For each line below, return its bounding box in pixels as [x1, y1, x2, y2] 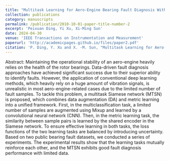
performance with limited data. [5, 150, 69, 156]
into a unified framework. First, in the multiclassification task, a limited [5, 101, 151, 108]
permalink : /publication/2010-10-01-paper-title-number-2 [5, 21, 130, 27]
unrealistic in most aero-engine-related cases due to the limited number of [5, 85, 161, 91]
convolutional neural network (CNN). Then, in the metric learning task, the [5, 112, 159, 119]
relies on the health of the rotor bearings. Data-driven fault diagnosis [5, 64, 149, 70]
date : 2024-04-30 [5, 31, 42, 36]
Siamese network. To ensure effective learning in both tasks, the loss [5, 123, 149, 129]
